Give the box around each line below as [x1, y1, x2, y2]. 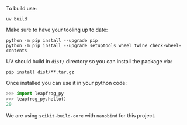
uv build [6, 16, 27, 22]
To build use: [6, 5, 37, 12]
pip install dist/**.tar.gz [6, 69, 75, 75]
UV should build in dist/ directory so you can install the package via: [6, 58, 172, 65]
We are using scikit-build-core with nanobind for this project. [6, 112, 156, 119]
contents [6, 48, 27, 53]
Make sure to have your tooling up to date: [6, 26, 108, 33]
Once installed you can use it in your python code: [6, 80, 127, 86]
